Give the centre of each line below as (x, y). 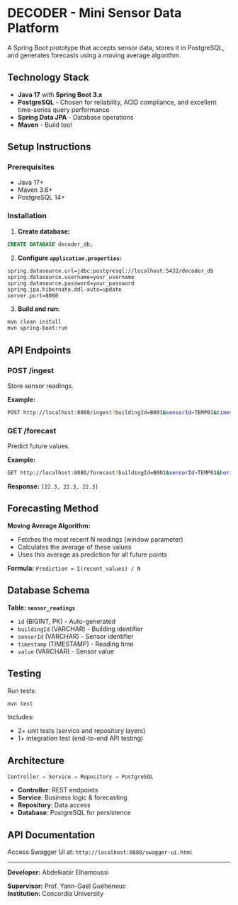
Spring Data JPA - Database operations (75, 117)
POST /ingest (31, 370)
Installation (27, 216)
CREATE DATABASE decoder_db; (50, 244)
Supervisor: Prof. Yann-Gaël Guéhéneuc (67, 886)
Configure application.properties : (69, 258)
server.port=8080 (33, 295)
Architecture (36, 760)
